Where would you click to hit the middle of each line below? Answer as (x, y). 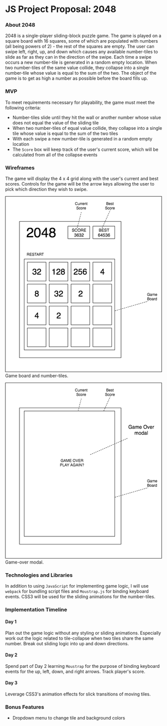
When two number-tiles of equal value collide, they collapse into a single (87, 128)
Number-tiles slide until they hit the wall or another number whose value (87, 117)
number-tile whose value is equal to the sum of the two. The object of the (81, 73)
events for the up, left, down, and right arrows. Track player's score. (75, 671)
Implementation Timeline (36, 610)
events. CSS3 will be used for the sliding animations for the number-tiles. (80, 597)
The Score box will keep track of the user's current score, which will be (85, 149)
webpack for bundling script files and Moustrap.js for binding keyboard (77, 591)
